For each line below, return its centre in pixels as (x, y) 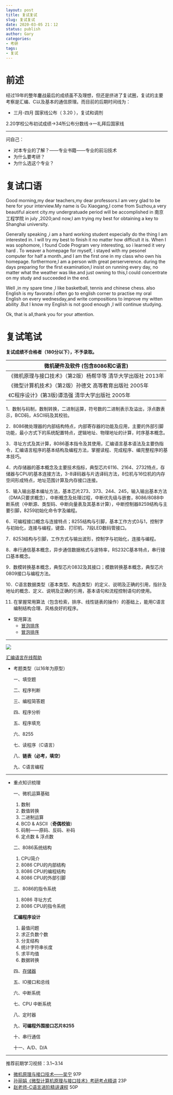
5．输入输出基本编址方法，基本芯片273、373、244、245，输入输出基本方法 (86, 491)
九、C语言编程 (28, 767)
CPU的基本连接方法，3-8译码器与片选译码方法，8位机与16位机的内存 (92, 474)
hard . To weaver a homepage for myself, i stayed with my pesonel (76, 251)
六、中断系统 (27, 993)
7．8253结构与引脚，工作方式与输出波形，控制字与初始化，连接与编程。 (82, 539)
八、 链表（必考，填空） (38, 756)
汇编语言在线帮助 (24, 658)
